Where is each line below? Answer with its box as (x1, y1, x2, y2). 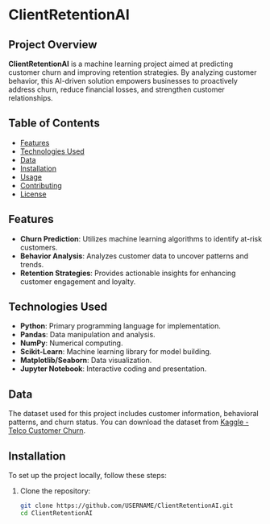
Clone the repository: (19, 486, 91, 496)
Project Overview (8, 38, 98, 52)
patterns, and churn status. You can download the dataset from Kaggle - (8, 417, 250, 427)
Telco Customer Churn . (8, 426, 86, 435)
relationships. (8, 93, 54, 102)
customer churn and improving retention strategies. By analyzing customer (8, 68, 257, 77)
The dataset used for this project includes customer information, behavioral (8, 409, 260, 419)
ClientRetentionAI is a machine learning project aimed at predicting (8, 59, 234, 68)
